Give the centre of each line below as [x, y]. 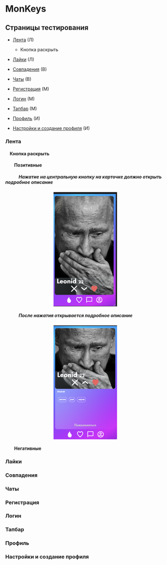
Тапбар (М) [25, 109]
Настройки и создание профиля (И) [51, 128]
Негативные [28, 448]
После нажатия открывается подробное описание [76, 315]
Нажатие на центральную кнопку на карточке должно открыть [90, 177]
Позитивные [28, 165]
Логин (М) [24, 99]
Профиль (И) [26, 118]
